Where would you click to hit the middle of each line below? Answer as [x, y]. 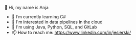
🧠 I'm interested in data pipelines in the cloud [57, 22]
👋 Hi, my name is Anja [27, 7]
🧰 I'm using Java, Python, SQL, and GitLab [54, 27]
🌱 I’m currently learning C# [39, 17]
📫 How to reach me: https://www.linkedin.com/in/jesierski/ [71, 32]
